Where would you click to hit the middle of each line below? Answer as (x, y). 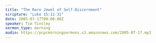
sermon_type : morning (28, 28)
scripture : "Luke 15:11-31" (35, 14)
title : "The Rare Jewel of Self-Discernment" (53, 10)
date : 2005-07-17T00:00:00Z (35, 19)
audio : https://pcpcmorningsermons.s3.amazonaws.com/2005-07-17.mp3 (78, 33)
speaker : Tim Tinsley (28, 23)
